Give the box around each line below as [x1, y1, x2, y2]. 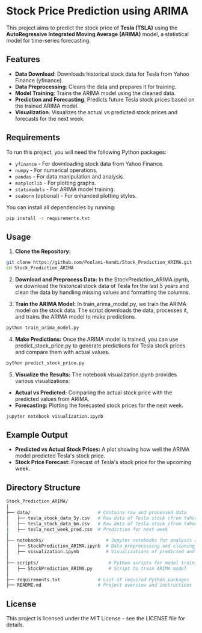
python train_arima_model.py [6, 325, 79, 331]
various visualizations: [14, 377, 70, 384]
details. [6, 621, 25, 629]
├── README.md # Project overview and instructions [6, 582, 192, 589]
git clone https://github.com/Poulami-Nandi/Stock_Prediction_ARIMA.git [6, 260, 192, 266]
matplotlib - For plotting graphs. [14, 179, 96, 186]
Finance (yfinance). [14, 76, 64, 84]
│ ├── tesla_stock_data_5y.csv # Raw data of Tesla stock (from [6, 515, 182, 521]
